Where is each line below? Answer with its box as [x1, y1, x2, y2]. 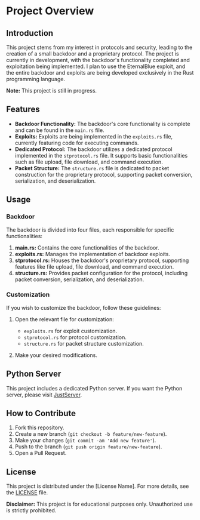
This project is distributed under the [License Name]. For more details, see [6, 482, 189, 490]
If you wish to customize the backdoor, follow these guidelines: [6, 304, 161, 311]
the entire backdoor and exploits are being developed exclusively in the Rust [6, 69, 194, 76]
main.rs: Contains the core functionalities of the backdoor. [14, 244, 159, 251]
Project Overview [6, 4, 94, 18]
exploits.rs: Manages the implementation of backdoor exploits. [14, 250, 171, 257]
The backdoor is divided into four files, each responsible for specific [6, 226, 174, 233]
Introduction [6, 28, 54, 38]
